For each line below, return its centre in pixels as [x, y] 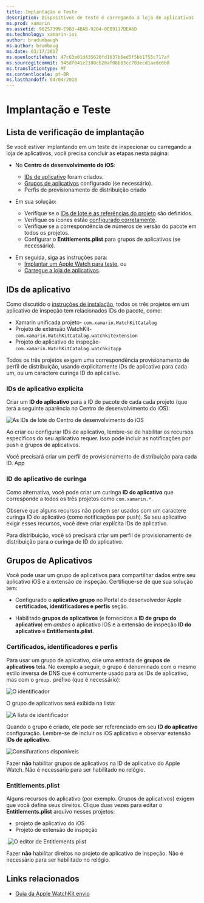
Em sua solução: [36, 202]
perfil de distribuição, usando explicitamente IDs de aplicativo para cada [97, 366]
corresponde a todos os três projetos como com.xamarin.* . [80, 499]
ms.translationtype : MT [36, 68]
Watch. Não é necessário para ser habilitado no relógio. [76, 769]
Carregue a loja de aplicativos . [62, 271]
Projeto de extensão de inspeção [56, 829]
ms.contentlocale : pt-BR [38, 74]
